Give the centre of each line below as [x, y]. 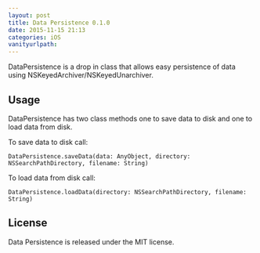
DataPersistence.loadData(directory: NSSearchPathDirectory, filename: [127, 192]
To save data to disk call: [48, 142]
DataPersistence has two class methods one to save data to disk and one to [130, 118]
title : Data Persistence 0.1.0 [59, 23]
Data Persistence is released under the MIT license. [91, 242]
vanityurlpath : [33, 45]
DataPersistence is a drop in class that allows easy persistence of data [122, 67]
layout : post [29, 15]
